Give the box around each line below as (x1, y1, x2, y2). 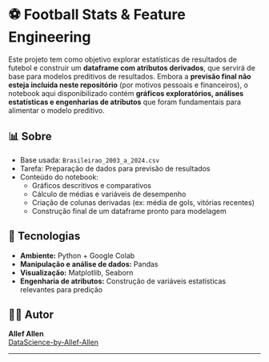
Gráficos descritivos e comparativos (31, 180, 152, 190)
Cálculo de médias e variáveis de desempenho (31, 189, 187, 199)
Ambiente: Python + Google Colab (19, 251, 135, 260)
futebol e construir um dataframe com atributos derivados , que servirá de (8, 62, 256, 72)
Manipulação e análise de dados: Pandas (19, 259, 159, 268)
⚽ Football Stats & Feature (8, 6, 186, 24)
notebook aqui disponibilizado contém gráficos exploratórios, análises (8, 88, 244, 98)
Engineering (8, 28, 91, 46)
